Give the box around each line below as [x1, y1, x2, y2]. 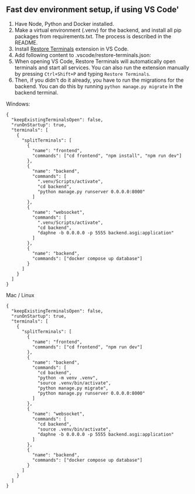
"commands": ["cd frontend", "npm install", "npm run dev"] [32, 153, 182, 159]
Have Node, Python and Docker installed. [14, 20, 114, 27]
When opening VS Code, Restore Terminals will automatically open [14, 58, 176, 65]
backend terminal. [14, 89, 59, 96]
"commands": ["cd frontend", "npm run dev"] [32, 344, 143, 350]
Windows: [6, 100, 30, 107]
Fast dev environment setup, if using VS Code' [6, 5, 180, 15]
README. [14, 39, 38, 46]
